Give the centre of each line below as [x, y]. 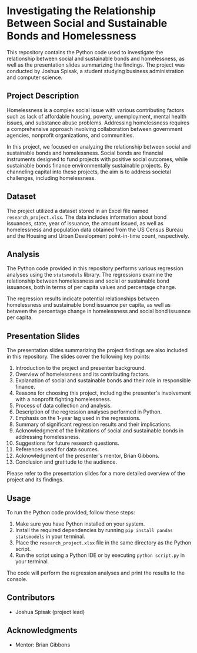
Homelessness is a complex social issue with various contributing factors [96, 110]
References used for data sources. [57, 449]
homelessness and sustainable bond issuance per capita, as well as [89, 305]
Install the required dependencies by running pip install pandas [94, 530]
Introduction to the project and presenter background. [81, 368]
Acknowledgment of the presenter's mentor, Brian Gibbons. [87, 456]
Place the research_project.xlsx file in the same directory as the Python [103, 543]
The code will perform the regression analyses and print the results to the [96, 573]
